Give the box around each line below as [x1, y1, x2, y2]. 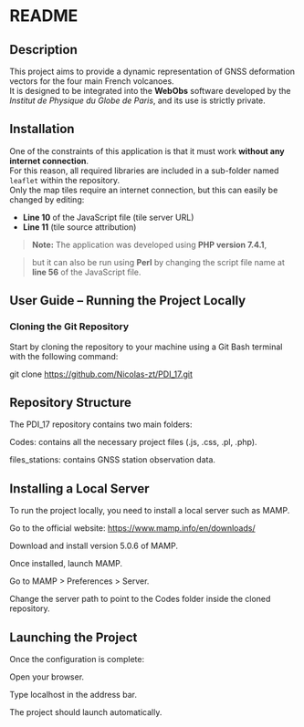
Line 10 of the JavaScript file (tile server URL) [22, 212, 194, 223]
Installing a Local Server [9, 481, 150, 496]
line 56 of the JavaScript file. [31, 266, 142, 277]
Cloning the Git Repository [9, 320, 130, 333]
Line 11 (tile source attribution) [22, 221, 137, 233]
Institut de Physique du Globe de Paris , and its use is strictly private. [9, 95, 267, 106]
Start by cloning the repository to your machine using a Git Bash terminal [9, 341, 283, 352]
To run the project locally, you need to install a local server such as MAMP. [9, 505, 290, 516]
